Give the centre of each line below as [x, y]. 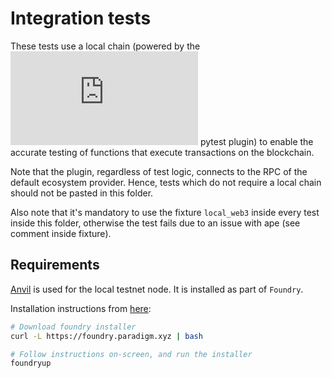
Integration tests [81, 18]
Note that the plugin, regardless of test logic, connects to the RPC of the [159, 171]
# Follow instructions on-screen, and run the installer [131, 354]
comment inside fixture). [61, 233]
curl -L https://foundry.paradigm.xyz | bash [106, 336]
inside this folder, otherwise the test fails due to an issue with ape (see [155, 223]
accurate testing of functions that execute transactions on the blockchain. [162, 152]
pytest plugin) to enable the [256, 141]
